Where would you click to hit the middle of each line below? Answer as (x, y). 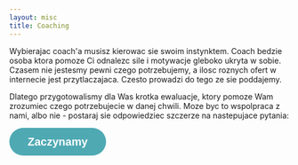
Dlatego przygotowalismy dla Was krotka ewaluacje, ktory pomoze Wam (141, 96)
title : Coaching (39, 26)
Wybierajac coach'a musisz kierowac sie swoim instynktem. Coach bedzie (146, 51)
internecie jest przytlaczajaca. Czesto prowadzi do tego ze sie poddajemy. (145, 79)
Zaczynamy (58, 141)
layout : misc (33, 17)
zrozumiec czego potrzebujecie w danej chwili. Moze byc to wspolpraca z (145, 106)
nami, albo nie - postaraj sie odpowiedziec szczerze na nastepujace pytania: (149, 115)
